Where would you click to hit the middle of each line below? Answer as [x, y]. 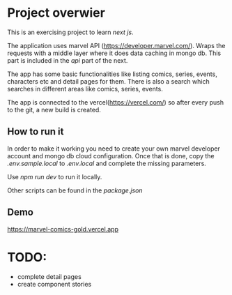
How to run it [36, 131]
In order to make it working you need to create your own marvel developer [114, 149]
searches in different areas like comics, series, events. [85, 89]
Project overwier [56, 13]
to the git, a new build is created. [54, 109]
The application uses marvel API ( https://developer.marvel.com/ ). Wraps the [116, 45]
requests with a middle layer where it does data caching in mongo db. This [114, 53]
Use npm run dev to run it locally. [55, 176]
